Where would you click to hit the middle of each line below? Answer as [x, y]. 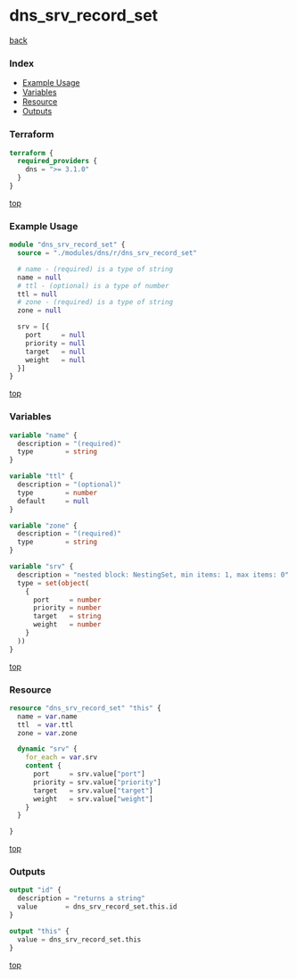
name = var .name [47, 716]
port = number [67, 600]
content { [44, 766]
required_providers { [58, 162]
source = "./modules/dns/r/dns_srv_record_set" [107, 253]
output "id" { [36, 890]
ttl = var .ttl [45, 725]
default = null [54, 501]
